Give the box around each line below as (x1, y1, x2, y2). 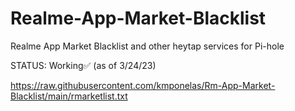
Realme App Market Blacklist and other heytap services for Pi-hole (10, 40, 285, 52)
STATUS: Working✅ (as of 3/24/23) (10, 59, 157, 71)
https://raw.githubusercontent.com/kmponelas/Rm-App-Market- (10, 79, 276, 91)
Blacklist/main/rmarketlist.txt (10, 90, 128, 102)
